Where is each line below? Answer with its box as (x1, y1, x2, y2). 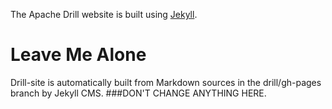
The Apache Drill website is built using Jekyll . (10, 9, 198, 20)
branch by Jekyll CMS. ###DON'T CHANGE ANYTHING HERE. (10, 87, 267, 99)
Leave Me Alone (10, 44, 147, 66)
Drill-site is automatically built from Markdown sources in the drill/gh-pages (10, 76, 322, 88)
